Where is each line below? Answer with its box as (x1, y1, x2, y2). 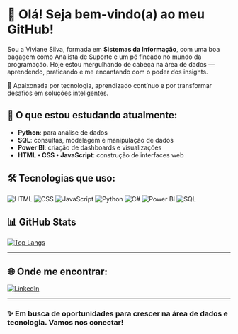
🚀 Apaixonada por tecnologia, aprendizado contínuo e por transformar (7, 81, 212, 89)
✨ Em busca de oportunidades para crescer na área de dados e (7, 308, 228, 318)
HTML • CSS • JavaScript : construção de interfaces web (17, 150, 184, 159)
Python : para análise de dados (17, 128, 108, 137)
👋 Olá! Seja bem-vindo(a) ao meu (7, 6, 205, 23)
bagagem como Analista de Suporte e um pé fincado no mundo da (7, 52, 202, 61)
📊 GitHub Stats (7, 216, 76, 228)
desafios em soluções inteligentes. (7, 89, 109, 97)
